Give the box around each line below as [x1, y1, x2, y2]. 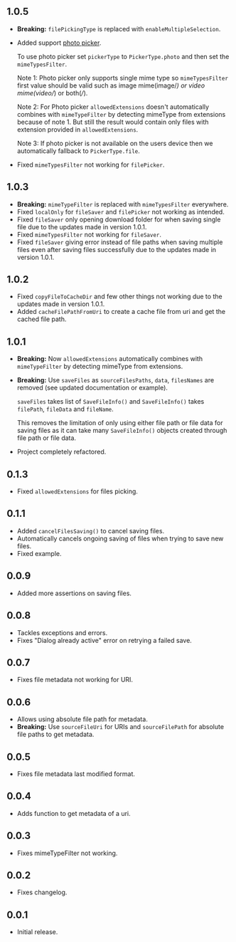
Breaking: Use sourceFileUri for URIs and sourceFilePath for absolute [16, 723, 225, 731]
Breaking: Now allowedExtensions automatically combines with [16, 355, 203, 363]
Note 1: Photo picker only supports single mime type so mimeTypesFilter [16, 73, 229, 82]
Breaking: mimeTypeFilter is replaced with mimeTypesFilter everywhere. [16, 199, 229, 209]
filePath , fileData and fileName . [16, 405, 114, 414]
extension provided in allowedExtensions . [16, 125, 139, 134]
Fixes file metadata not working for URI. [16, 676, 133, 684]
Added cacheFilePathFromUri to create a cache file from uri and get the [16, 308, 225, 316]
